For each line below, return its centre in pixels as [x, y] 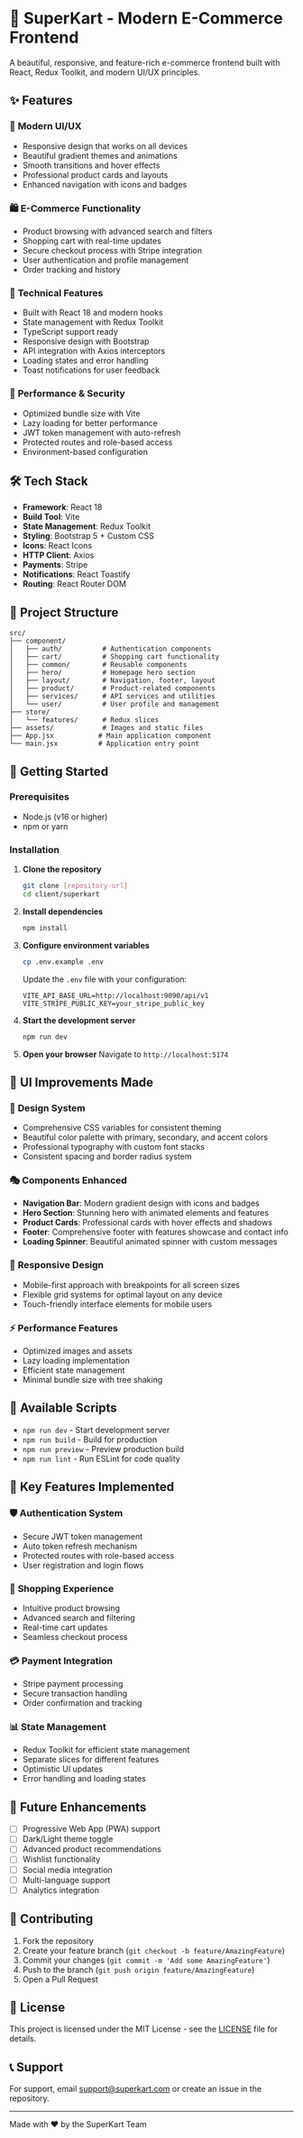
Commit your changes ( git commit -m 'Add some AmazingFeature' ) [146, 1960]
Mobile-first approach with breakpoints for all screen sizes [131, 1284]
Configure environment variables [86, 945]
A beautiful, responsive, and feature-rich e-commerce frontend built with [145, 62]
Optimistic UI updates [63, 1769]
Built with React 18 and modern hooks [93, 313]
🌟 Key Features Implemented [92, 1487]
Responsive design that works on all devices [105, 146]
